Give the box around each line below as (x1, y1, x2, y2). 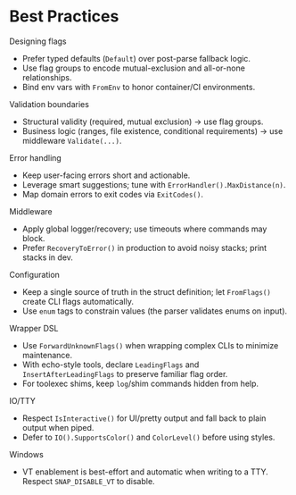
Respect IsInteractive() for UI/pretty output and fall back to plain (21, 413, 267, 424)
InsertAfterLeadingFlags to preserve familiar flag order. (21, 368, 228, 379)
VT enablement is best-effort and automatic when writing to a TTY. (21, 466, 269, 477)
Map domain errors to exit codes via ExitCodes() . (21, 189, 203, 199)
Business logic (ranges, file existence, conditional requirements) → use (21, 125, 284, 136)
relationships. (21, 71, 72, 82)
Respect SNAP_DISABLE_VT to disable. (21, 475, 155, 486)
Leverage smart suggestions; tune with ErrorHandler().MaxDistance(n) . (21, 179, 286, 189)
